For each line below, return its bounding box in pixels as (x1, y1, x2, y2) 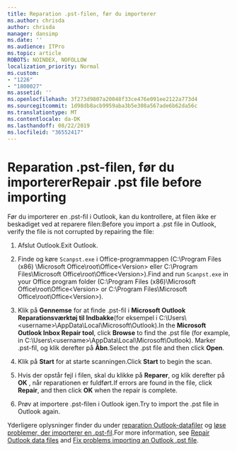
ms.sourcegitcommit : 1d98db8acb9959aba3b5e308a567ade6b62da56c (7, 102, 198, 110)
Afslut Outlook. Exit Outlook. (17, 241, 98, 250)
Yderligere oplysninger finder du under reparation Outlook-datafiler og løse (7, 421, 226, 430)
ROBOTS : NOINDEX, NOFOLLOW (7, 57, 87, 64)
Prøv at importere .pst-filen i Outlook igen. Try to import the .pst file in (17, 400, 219, 409)
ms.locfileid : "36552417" (7, 129, 83, 136)
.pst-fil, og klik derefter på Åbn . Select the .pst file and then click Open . (17, 344, 225, 352)
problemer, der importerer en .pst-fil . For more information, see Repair (7, 428, 210, 437)
